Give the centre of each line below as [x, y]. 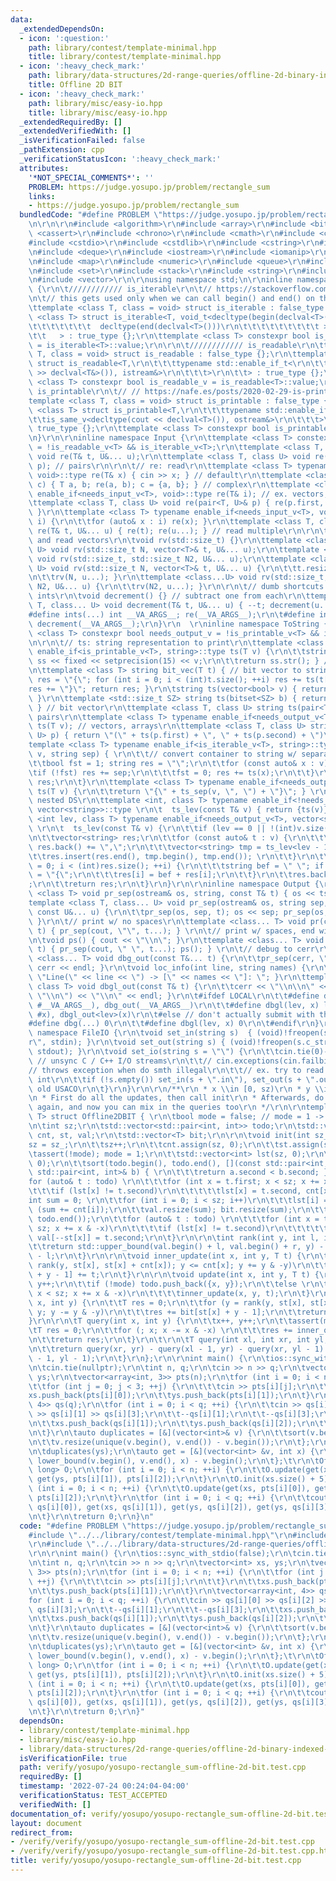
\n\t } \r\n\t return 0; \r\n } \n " [91, 1516]
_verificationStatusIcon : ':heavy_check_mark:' [120, 159]
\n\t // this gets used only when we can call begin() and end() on [171, 299]
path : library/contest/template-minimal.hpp [122, 47]
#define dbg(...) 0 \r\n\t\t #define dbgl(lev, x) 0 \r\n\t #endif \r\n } [174, 1024]
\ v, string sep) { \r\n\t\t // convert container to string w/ [163, 754]
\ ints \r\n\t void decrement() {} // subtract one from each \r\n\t [169, 596]
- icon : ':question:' [64, 38]
